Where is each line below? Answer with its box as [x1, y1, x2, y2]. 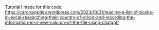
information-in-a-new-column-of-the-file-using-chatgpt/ [5, 19, 119, 25]
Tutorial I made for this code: [5, 4, 63, 10]
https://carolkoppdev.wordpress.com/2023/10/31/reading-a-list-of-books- [5, 9, 154, 15]
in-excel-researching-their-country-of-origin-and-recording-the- [5, 15, 136, 20]
